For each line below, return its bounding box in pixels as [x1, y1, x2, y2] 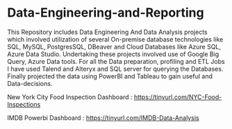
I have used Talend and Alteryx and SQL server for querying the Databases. [7, 64, 224, 73]
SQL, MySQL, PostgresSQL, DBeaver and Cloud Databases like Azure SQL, [7, 42, 221, 51]
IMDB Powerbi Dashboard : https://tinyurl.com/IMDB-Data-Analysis [7, 113, 199, 122]
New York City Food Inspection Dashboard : [7, 92, 133, 101]
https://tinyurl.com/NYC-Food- [133, 92, 222, 101]
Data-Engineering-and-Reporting [7, 5, 204, 21]
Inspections [7, 100, 41, 108]
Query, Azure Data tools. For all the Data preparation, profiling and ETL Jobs [7, 57, 225, 65]
